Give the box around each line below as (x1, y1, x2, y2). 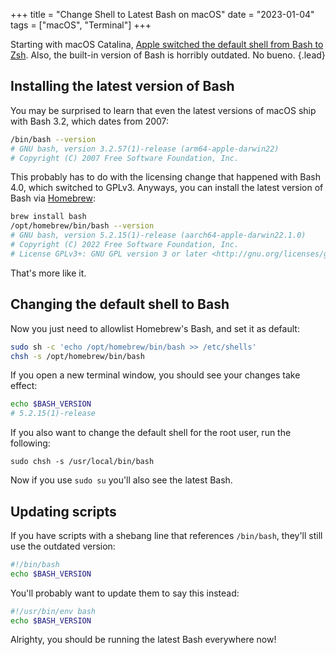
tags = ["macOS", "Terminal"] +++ (10, 19, 152, 31)
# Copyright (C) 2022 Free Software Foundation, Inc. (10, 240, 240, 250)
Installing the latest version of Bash (10, 78, 235, 95)
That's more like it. (10, 267, 87, 279)
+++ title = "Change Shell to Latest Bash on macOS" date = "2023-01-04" (10, 9, 315, 20)
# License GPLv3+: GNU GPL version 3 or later (10, 249, 208, 259)
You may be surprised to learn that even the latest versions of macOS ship (10, 104, 317, 116)
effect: (10, 380, 38, 392)
